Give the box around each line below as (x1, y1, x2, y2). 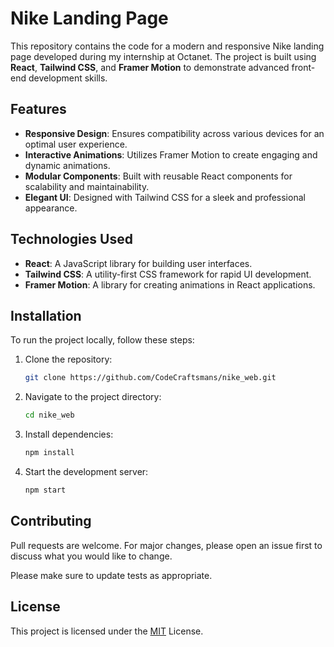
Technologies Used (10, 231, 133, 248)
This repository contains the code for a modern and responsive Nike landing (10, 40, 325, 52)
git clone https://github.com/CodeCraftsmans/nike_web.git (24, 373, 277, 383)
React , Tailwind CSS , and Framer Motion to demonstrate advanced (10, 61, 290, 73)
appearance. (24, 202, 78, 214)
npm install (24, 448, 75, 458)
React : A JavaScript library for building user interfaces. (24, 257, 253, 269)
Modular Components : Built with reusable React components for (24, 170, 293, 182)
